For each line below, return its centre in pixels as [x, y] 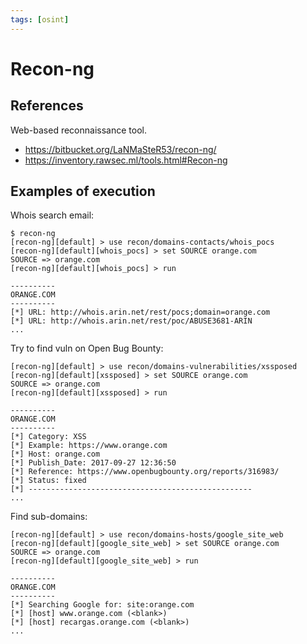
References [47, 106]
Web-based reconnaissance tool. [78, 130]
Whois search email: [52, 215]
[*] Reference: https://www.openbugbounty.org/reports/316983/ [145, 472]
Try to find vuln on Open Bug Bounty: [87, 348]
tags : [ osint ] [40, 19]
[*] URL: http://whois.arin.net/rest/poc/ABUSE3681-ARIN [131, 321]
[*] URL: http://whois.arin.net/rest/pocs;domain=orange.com [140, 312]
